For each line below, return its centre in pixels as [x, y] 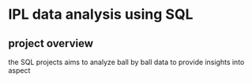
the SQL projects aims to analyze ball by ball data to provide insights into [126, 62]
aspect [19, 70]
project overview [51, 43]
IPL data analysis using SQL [101, 14]
